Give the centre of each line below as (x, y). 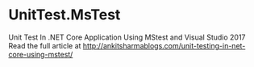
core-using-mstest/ (41, 54)
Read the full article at (45, 45)
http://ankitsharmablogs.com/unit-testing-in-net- (164, 45)
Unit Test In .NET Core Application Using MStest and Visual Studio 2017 (127, 37)
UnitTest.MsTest (65, 15)
